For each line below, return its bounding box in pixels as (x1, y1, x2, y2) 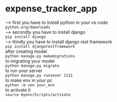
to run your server (5, 68, 43, 74)
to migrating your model (5, 58, 55, 64)
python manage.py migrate (5, 63, 59, 68)
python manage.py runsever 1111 (5, 73, 73, 78)
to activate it (5, 87, 31, 93)
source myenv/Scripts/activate (5, 92, 71, 97)
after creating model (5, 48, 48, 54)
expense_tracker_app (5, 3, 97, 14)
